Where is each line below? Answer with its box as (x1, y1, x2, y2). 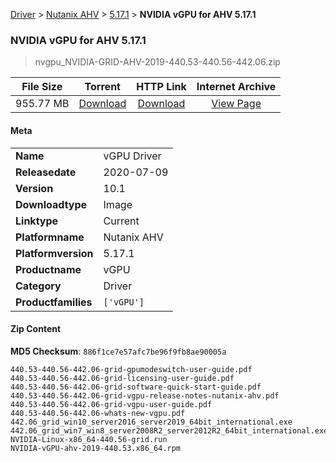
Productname (15, 262, 82, 276)
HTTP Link (136, 80, 187, 94)
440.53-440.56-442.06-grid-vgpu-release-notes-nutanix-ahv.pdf (10, 390, 280, 401)
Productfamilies (15, 295, 93, 309)
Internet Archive (196, 80, 277, 94)
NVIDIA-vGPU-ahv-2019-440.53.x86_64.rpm (10, 443, 182, 453)
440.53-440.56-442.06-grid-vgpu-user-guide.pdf (10, 399, 213, 409)
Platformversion (15, 246, 94, 260)
